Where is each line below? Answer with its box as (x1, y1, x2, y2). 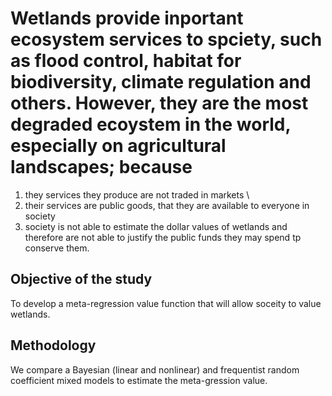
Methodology (10, 337, 97, 354)
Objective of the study (10, 271, 153, 288)
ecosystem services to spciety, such (10, 28, 323, 51)
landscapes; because (10, 156, 193, 179)
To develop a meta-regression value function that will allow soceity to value (10, 297, 322, 309)
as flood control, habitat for (10, 50, 242, 72)
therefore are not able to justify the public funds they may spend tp (24, 231, 302, 243)
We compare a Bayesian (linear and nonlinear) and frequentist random (10, 363, 300, 376)
